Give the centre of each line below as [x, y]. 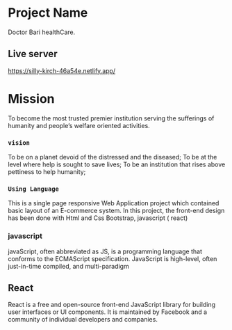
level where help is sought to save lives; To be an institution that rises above [117, 164]
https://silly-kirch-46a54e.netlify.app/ [62, 70]
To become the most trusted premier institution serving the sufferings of [111, 118]
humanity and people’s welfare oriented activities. [79, 125]
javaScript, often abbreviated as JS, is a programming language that [105, 251]
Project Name [48, 13]
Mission [31, 99]
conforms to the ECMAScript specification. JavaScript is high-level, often [113, 258]
